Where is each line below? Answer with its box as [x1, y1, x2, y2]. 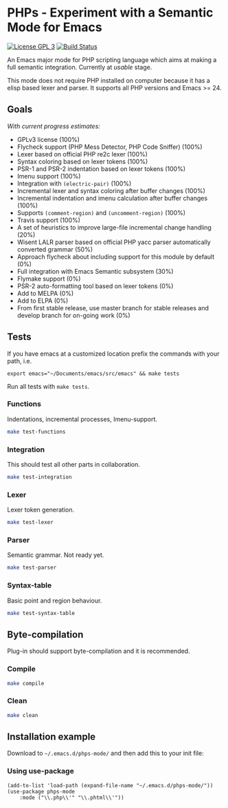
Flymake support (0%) [16, 274, 81, 283]
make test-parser [7, 564, 57, 572]
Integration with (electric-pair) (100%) [16, 179, 132, 188]
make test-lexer [7, 519, 54, 526]
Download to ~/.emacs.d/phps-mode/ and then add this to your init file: [7, 749, 204, 758]
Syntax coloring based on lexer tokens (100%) [16, 157, 148, 165]
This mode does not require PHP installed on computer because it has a [7, 76, 211, 84]
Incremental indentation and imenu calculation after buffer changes [16, 194, 208, 202]
